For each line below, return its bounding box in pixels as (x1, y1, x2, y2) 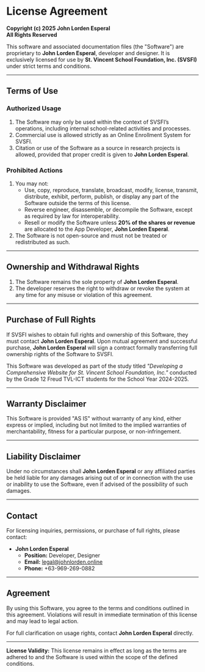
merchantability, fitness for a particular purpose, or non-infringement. (6, 428, 182, 435)
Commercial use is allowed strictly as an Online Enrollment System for (15, 131, 191, 138)
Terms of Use (6, 86, 59, 96)
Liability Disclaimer (6, 451, 81, 461)
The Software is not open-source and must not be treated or (15, 231, 167, 239)
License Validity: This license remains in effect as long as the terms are (6, 647, 187, 654)
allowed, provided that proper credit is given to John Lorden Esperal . (15, 151, 189, 158)
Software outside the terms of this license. (24, 199, 131, 206)
